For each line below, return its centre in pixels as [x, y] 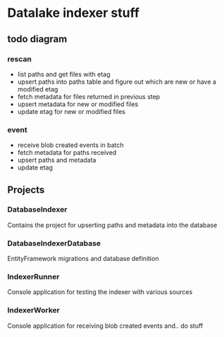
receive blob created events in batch [70, 145]
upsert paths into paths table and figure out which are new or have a [117, 82]
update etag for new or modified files [71, 111]
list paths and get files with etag [64, 74]
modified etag [38, 89]
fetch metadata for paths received [67, 153]
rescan [19, 59]
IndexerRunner [33, 277]
